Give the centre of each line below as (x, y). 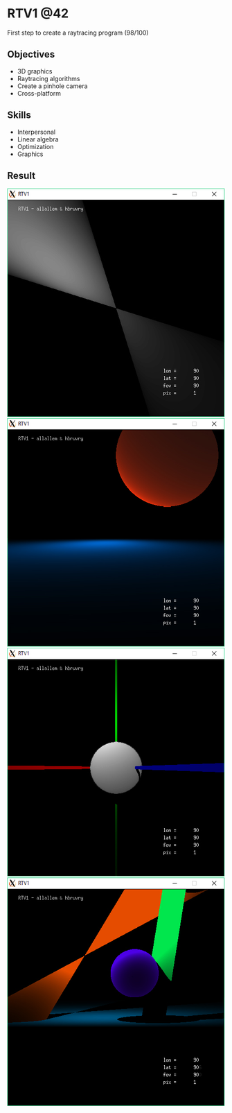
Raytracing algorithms (48, 78)
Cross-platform (39, 93)
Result (21, 175)
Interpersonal (36, 132)
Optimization (35, 146)
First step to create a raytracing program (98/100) (78, 33)
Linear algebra (38, 139)
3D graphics (35, 71)
